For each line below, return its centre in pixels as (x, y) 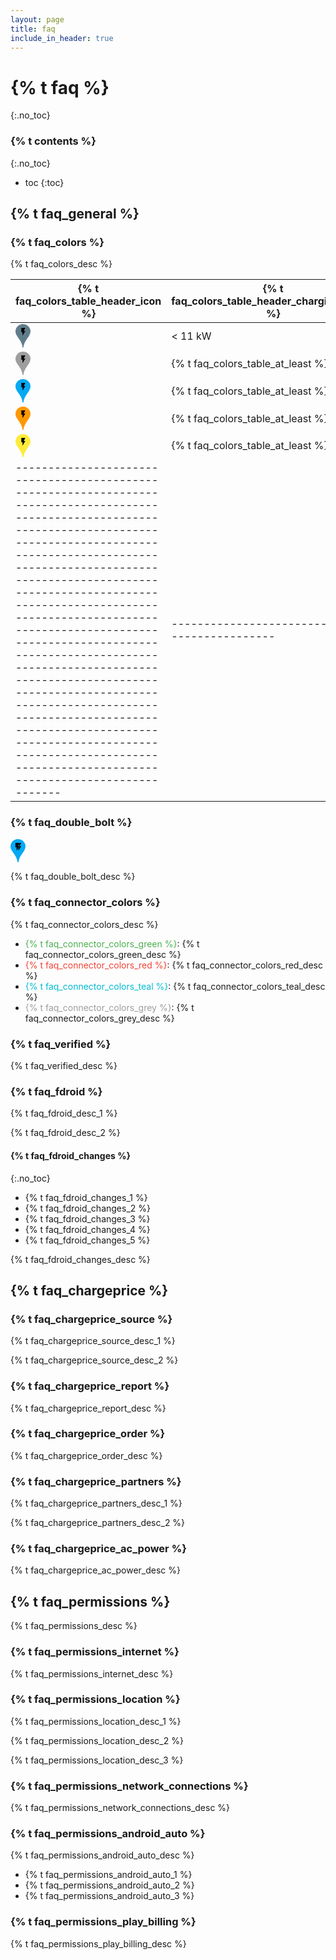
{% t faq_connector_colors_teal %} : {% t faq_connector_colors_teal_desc (175, 986)
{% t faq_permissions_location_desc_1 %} (96, 1721)
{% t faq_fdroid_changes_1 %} (86, 1197)
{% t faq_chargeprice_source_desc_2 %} (94, 1360)
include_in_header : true (62, 38)
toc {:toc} (44, 182)
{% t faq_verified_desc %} (64, 1066)
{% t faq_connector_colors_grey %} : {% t (109, 1007)
